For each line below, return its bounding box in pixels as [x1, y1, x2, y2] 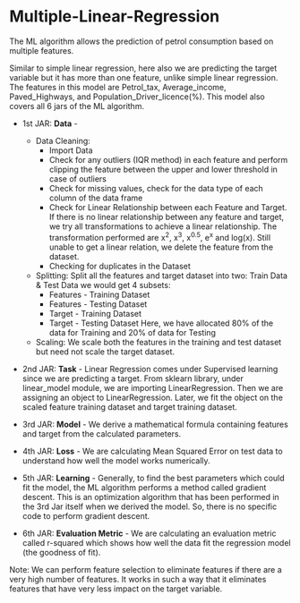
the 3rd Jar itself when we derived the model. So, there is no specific [21, 501, 278, 512]
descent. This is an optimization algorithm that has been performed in [21, 491, 279, 502]
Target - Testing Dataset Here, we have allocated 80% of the [48, 318, 274, 328]
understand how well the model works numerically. [21, 454, 210, 466]
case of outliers [48, 173, 107, 184]
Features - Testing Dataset [48, 298, 148, 310]
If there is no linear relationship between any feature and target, [48, 211, 285, 222]
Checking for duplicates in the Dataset [48, 260, 191, 271]
